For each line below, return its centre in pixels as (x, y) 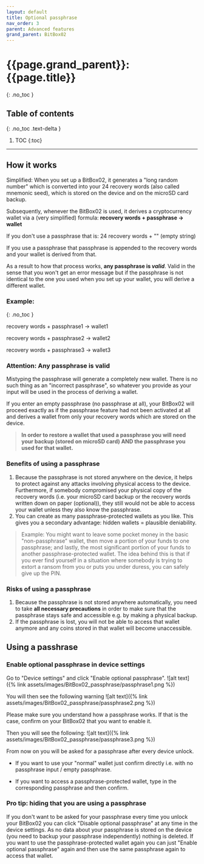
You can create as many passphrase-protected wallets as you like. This (104, 516)
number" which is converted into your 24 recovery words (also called (93, 186)
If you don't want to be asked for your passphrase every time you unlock (97, 816)
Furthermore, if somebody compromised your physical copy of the (98, 490)
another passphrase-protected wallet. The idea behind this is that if (105, 554)
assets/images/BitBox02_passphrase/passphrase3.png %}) (81, 739)
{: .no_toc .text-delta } (34, 128)
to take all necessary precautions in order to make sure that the (95, 609)
